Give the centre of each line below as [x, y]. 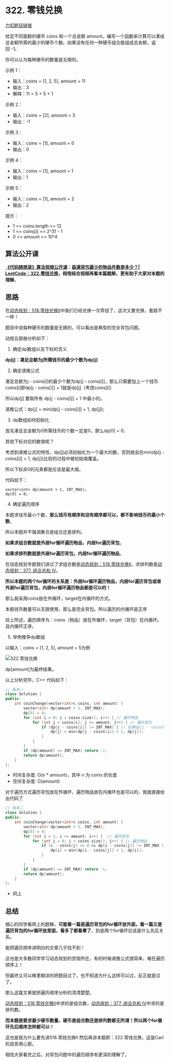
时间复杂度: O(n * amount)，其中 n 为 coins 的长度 [65, 775]
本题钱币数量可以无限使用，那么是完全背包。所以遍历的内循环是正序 [76, 609]
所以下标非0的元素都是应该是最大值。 [44, 469]
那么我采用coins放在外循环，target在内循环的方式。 [59, 598]
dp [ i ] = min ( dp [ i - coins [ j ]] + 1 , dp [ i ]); [97, 850]
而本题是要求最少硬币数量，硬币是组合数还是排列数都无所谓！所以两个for [81, 1020]
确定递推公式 [26, 371]
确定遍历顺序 [26, 504]
